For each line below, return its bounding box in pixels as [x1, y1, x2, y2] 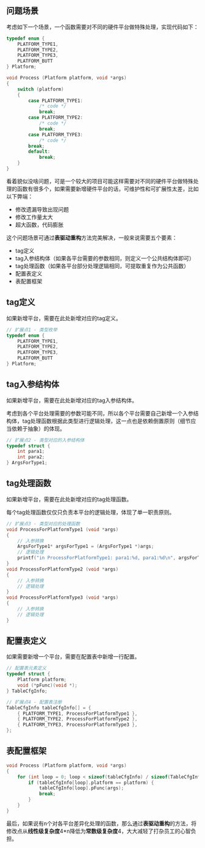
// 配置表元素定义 [6, 665, 47, 671]
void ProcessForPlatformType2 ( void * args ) [6, 566, 119, 572]
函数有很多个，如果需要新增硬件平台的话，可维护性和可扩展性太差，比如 [16, 185, 199, 192]
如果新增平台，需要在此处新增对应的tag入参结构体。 [6, 397, 138, 404]
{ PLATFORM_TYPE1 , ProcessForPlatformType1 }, [17, 711, 138, 717]
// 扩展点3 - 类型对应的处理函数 [6, 521, 81, 527]
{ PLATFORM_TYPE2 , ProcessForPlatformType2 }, [17, 716, 138, 722]
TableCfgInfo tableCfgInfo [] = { [6, 704, 92, 711]
